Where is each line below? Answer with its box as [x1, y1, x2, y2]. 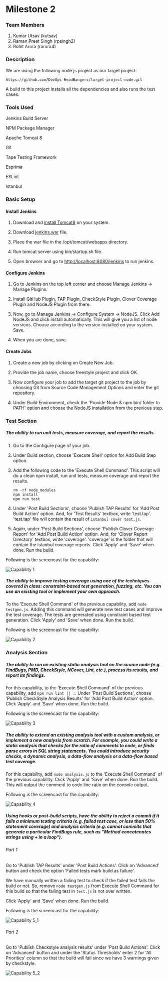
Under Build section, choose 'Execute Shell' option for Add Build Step [12, 452, 156, 458]
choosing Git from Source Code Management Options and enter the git [12, 384, 159, 390]
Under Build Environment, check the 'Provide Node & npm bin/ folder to [12, 399, 160, 405]
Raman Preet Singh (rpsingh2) [12, 38, 75, 44]
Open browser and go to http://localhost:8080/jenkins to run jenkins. [12, 259, 154, 265]
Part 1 [5, 847, 18, 853]
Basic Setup [5, 196, 35, 203]
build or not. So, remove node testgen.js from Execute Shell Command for [5, 883, 159, 889]
